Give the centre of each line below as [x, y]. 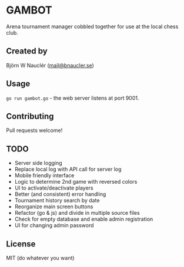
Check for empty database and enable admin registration [84, 219]
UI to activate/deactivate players [54, 188]
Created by [27, 51]
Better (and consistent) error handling [60, 194]
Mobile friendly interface [44, 175]
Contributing [30, 116]
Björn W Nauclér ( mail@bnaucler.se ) [50, 65]
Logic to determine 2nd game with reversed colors [76, 182]
